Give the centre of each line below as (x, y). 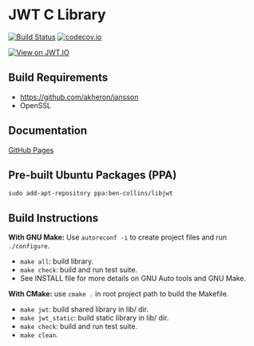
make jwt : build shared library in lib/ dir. (84, 309)
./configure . (29, 246)
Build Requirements (58, 78)
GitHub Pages (31, 150)
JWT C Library (57, 15)
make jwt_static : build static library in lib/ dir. (94, 318)
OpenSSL (36, 105)
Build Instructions (54, 218)
